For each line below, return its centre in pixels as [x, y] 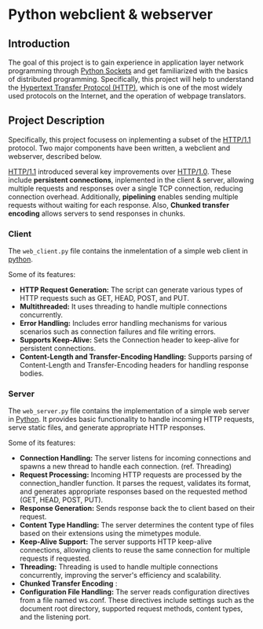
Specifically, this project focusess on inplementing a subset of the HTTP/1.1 [130, 139]
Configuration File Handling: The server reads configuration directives [134, 592]
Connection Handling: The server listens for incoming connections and [135, 458]
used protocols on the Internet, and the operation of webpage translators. [127, 96]
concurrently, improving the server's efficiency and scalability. [120, 575]
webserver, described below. [55, 156]
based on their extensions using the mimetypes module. [110, 534]
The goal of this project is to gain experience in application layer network [126, 62]
